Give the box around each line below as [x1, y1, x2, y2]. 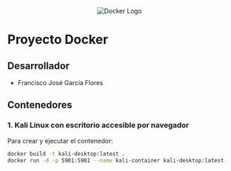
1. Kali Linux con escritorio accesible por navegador [7, 121, 190, 131]
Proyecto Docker [7, 32, 109, 48]
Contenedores [7, 99, 72, 111]
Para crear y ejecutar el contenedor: [7, 136, 114, 145]
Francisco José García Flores [17, 79, 104, 87]
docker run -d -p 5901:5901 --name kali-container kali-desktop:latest [7, 157, 224, 164]
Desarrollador [7, 60, 70, 72]
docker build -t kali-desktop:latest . [7, 150, 126, 158]
